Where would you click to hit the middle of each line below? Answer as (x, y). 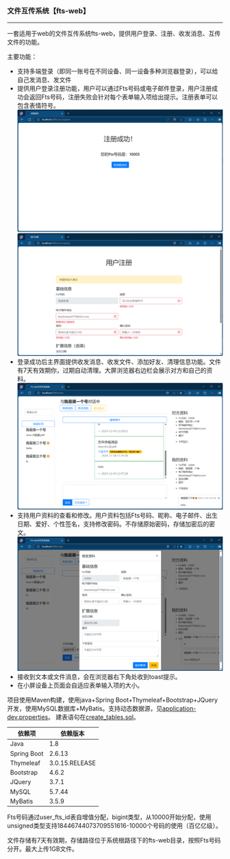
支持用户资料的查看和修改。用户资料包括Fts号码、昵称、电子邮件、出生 (117, 516)
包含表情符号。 (38, 106)
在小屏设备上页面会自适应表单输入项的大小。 (80, 685)
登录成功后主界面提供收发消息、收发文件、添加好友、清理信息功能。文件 (119, 361)
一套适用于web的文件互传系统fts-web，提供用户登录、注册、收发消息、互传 (114, 34)
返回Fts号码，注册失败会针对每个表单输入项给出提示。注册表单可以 (123, 97)
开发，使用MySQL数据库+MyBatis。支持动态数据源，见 (85, 708)
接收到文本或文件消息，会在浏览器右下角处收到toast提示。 (99, 676)
